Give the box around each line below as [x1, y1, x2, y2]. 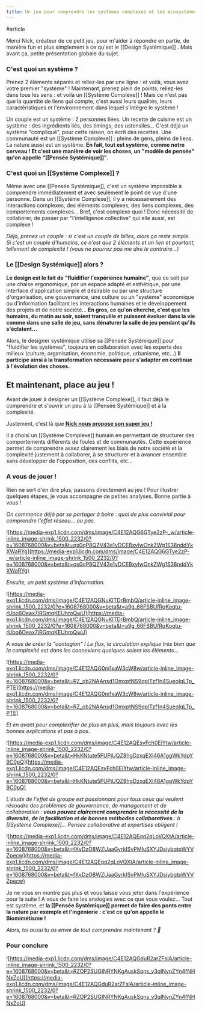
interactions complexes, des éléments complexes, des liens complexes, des [6, 202, 194, 209]
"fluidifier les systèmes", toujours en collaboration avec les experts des [6, 343, 182, 351]
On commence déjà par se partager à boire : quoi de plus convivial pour [6, 511, 186, 518]
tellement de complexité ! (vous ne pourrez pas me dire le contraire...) [6, 245, 179, 253]
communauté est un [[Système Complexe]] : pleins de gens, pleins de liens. [6, 135, 194, 142]
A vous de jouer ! [6, 473, 57, 481]
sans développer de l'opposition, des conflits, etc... [6, 458, 133, 465]
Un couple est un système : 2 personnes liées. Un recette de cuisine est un [6, 115, 192, 123]
